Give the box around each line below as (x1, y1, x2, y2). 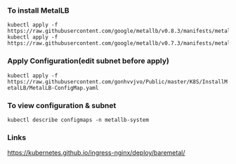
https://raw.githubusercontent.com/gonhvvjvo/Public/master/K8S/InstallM (7, 78, 228, 86)
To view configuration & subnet (7, 100, 117, 110)
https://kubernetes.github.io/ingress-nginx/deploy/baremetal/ (7, 149, 185, 157)
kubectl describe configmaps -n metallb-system (7, 116, 150, 123)
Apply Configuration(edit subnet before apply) (7, 56, 170, 66)
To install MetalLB (7, 6, 70, 15)
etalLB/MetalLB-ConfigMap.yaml (7, 84, 99, 91)
